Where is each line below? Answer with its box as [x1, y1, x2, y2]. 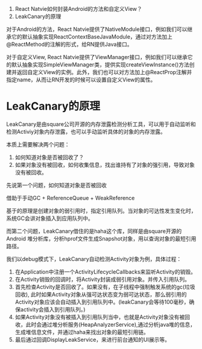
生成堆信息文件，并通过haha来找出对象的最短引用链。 [14, 328, 150, 336]
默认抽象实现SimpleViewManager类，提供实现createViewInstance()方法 [11, 61, 190, 68]
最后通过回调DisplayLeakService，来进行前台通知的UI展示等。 [14, 336, 171, 343]
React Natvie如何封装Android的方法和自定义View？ [14, 5, 143, 12]
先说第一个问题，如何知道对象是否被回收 [6, 181, 107, 189]
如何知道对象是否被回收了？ [14, 153, 84, 161]
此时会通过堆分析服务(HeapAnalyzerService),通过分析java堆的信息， [25, 321, 196, 328]
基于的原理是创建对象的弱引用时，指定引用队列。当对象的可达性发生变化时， [6, 207, 197, 214]
